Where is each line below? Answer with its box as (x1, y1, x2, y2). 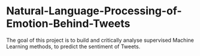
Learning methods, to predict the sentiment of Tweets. (6, 43, 141, 50)
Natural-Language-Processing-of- (6, 4, 182, 18)
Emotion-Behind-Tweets (6, 17, 131, 30)
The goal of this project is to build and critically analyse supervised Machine (6, 36, 195, 43)
